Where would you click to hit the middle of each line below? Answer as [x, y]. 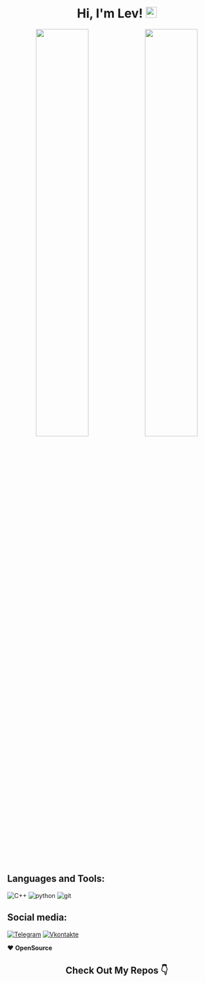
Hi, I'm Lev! [110, 14]
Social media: [37, 918]
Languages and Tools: [56, 879]
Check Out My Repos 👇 [117, 970]
